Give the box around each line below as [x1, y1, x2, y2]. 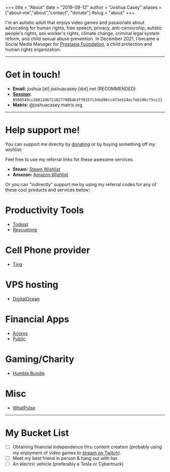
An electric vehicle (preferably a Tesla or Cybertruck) [12, 461, 124, 467]
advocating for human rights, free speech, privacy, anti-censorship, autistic [5, 25, 163, 31]
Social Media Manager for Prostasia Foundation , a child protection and [5, 41, 152, 47]
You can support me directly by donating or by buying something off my [5, 141, 155, 147]
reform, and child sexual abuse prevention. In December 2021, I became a [5, 35, 159, 42]
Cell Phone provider [5, 244, 90, 256]
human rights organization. [5, 47, 62, 52]
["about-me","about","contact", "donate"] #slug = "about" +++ [5, 10, 135, 16]
